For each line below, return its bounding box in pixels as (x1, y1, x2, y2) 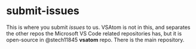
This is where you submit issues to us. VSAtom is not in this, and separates (6, 24, 191, 31)
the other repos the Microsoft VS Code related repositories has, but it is (6, 30, 182, 37)
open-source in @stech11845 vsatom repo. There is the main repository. (6, 36, 185, 43)
